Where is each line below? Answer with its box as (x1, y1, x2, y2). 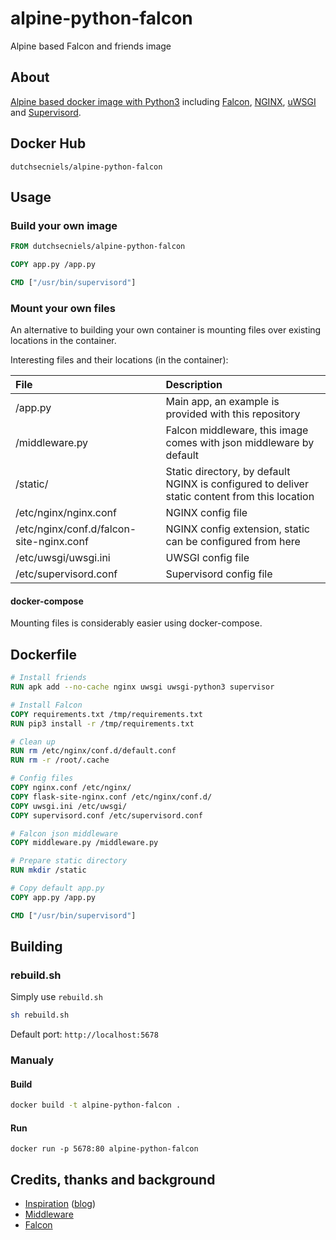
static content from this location (165, 490, 315, 504)
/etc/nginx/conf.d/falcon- (15, 522, 137, 536)
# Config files (10, 773, 74, 784)
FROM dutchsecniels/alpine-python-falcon (10, 242, 186, 252)
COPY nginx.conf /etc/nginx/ (10, 783, 132, 793)
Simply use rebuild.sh (10, 991, 103, 1003)
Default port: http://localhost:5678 (10, 1028, 159, 1041)
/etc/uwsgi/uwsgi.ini (15, 551, 111, 565)
